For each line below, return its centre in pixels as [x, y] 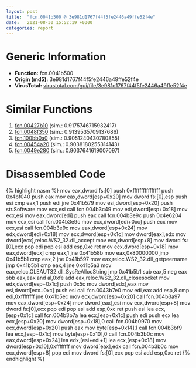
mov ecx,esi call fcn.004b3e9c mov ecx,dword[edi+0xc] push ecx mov [92, 222]
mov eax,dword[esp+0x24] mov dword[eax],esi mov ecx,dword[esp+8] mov [98, 303]
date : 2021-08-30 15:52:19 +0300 [49, 22]
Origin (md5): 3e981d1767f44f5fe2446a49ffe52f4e [77, 79]
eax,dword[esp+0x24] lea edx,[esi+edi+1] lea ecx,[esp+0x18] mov [86, 340]
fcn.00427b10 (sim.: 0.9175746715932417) [66, 126]
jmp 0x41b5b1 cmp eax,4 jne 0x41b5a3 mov [59, 265]
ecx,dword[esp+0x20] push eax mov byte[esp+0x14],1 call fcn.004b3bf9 [94, 328]
